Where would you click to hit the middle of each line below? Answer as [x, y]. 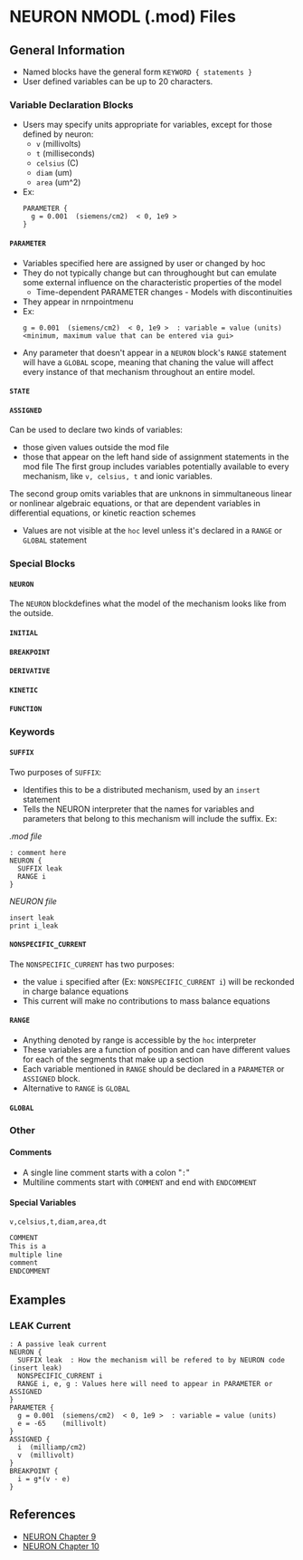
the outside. [32, 613]
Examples [38, 1300]
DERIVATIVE [30, 671]
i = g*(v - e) [44, 1478]
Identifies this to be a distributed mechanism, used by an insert [141, 789]
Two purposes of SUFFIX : [56, 772]
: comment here [38, 852]
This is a [28, 1246]
